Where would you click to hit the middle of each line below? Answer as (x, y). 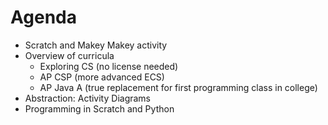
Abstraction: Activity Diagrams (88, 98)
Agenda (43, 17)
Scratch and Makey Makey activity (96, 45)
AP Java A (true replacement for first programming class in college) (178, 87)
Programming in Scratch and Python (99, 108)
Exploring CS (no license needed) (109, 66)
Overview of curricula (69, 55)
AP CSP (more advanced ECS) (102, 77)
